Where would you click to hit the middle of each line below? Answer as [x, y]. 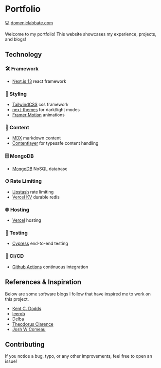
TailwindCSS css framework [40, 104]
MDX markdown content [36, 138]
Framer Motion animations [38, 115]
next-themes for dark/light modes [46, 109]
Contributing [25, 344]
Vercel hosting [27, 220]
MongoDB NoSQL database [40, 169]
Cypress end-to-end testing [40, 243]
